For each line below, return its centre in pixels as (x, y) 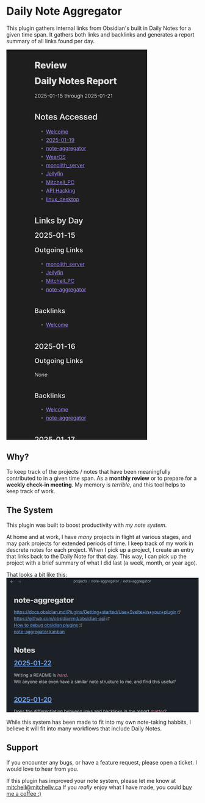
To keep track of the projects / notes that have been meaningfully (88, 471)
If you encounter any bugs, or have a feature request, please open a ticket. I (102, 762)
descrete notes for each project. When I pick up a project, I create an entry (100, 549)
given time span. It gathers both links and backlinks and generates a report (100, 34)
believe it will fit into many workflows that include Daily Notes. (84, 728)
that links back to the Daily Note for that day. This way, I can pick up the (97, 556)
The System (30, 510)
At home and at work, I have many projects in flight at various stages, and (99, 537)
